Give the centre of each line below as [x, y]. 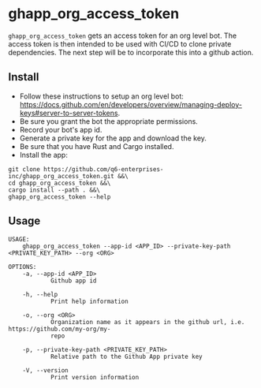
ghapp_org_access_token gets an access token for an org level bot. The [123, 35]
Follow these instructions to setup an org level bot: [101, 96]
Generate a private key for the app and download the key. [113, 138]
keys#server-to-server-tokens [69, 113]
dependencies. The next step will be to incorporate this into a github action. [131, 52]
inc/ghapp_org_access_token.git [61, 176]
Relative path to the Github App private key [126, 356]
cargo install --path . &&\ [54, 190]
